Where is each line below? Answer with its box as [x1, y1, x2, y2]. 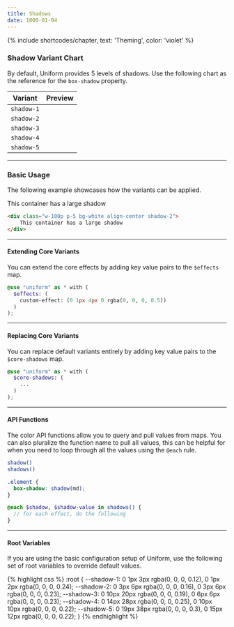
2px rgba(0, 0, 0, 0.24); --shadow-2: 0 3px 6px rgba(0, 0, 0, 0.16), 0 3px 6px [7, 582, 226, 591]
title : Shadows [7, 10, 52, 17]
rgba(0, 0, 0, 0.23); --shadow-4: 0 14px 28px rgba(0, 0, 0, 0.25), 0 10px [7, 598, 212, 606]
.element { [7, 478, 39, 485]
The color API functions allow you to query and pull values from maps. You [7, 431, 221, 440]
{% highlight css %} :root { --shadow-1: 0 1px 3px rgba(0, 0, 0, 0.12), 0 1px [7, 575, 221, 584]
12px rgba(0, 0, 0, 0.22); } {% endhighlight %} [7, 612, 139, 621]
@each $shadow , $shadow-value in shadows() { [7, 504, 141, 511]
